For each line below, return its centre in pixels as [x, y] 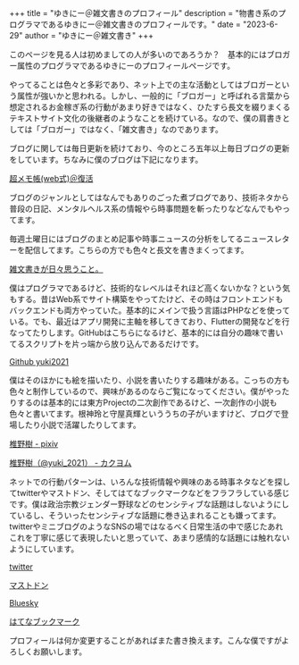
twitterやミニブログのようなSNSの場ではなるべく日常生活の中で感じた [138, 526]
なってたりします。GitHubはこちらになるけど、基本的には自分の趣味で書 [142, 332]
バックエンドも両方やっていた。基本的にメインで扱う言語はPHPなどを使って [149, 310]
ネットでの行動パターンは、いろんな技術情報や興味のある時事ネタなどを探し [150, 482]
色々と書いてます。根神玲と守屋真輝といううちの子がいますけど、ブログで [145, 413]
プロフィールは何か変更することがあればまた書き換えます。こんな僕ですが [145, 640]
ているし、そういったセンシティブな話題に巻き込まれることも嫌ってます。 [145, 515]
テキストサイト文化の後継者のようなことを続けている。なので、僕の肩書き [146, 118]
